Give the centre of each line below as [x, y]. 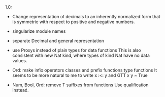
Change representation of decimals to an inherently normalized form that [86, 16]
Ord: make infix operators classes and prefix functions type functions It [84, 70]
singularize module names [39, 31]
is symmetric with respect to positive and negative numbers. [73, 22]
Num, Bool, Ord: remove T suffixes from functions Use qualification [80, 85]
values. [19, 61]
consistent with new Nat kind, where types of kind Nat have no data [81, 55]
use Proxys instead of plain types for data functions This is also [77, 50]
